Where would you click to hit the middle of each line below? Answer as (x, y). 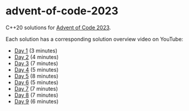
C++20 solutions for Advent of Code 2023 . (58, 27)
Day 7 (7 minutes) (36, 88)
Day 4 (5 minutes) (36, 69)
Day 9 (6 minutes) (36, 101)
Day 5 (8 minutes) (36, 76)
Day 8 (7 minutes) (36, 95)
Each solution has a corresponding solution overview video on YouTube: (94, 39)
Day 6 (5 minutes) (36, 82)
